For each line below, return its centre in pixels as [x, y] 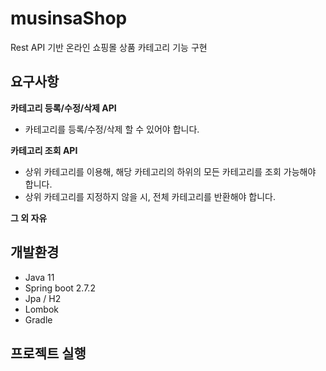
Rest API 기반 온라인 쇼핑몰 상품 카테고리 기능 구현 [109, 47]
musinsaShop [69, 18]
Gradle [38, 319]
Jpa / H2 [43, 298]
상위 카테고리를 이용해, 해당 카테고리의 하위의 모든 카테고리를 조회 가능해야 [170, 171]
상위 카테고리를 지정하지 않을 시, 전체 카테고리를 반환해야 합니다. [150, 196]
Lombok [42, 309]
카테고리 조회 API [44, 150]
